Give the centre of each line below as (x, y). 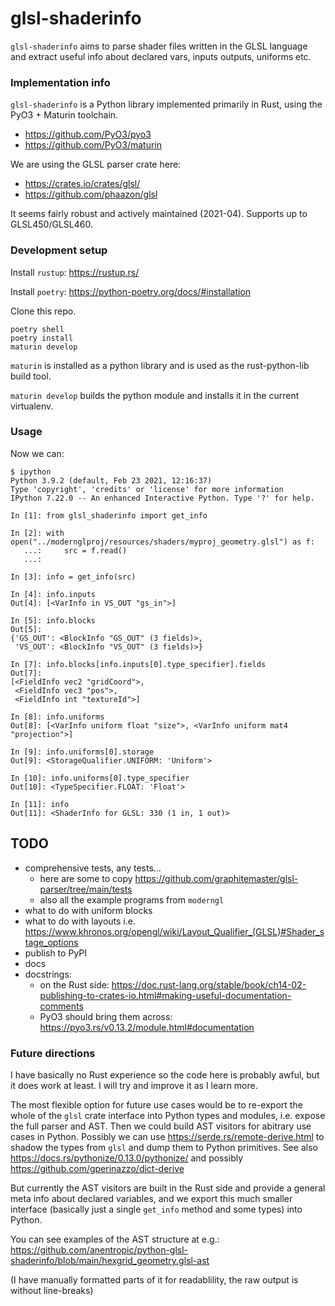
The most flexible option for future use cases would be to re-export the (156, 1104)
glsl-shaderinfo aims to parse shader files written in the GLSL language (159, 46)
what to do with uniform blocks (88, 910)
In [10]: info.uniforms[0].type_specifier (100, 778)
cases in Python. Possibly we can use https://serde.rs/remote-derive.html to (167, 1136)
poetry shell (37, 329)
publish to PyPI (55, 953)
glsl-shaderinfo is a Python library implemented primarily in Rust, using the (166, 104)
